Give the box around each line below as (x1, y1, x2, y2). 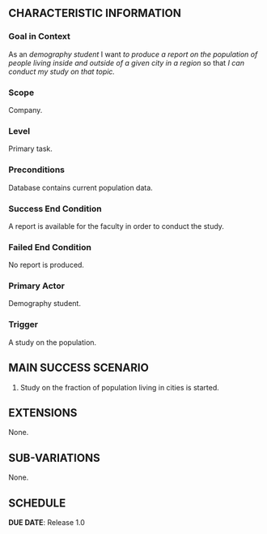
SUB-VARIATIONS (8, 450, 100, 465)
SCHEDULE (8, 496, 66, 510)
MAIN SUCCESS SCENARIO (8, 361, 150, 375)
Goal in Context (8, 31, 71, 42)
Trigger (8, 319, 39, 330)
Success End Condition (8, 203, 103, 214)
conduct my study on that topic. (8, 67, 116, 76)
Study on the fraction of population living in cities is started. (19, 382, 220, 392)
